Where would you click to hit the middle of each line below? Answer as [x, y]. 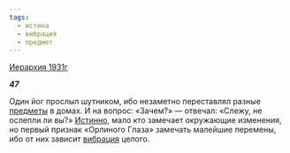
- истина [33, 26]
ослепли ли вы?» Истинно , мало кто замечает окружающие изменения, [145, 120]
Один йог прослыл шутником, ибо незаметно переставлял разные [135, 102]
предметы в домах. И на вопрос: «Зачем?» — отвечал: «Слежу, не [136, 111]
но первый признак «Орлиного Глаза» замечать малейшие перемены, [143, 130]
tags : [19, 17]
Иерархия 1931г [38, 67]
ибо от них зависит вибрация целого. [80, 139]
